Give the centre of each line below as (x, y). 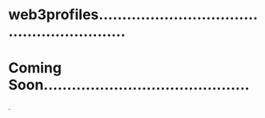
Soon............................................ (129, 85)
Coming (35, 68)
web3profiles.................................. (133, 15)
